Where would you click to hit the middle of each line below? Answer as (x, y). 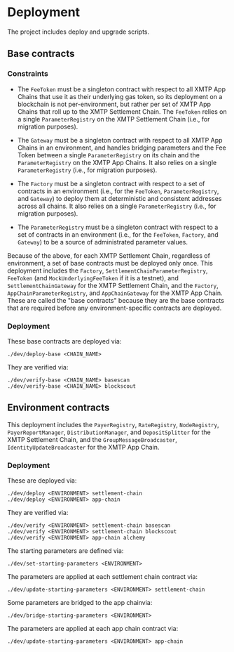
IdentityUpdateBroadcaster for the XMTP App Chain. (83, 447)
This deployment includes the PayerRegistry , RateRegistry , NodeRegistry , (113, 424)
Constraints (28, 74)
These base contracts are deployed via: (64, 341)
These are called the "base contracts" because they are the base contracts (116, 300)
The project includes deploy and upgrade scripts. (78, 32)
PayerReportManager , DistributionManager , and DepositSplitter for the (109, 432)
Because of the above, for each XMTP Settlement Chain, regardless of (109, 255)
